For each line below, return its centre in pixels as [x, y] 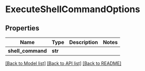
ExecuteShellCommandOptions [73, 9]
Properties [22, 28]
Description [84, 42]
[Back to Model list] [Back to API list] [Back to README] [63, 63]
